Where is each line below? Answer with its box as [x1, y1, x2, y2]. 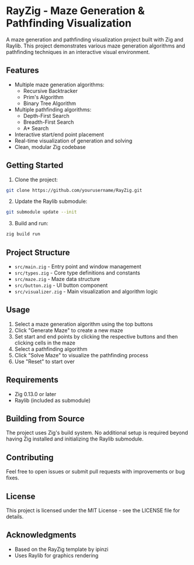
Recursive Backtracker [23, 87, 78, 94]
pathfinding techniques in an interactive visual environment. [6, 48, 150, 55]
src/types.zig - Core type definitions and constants [14, 269, 140, 276]
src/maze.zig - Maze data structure [14, 276, 101, 282]
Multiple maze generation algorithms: [14, 81, 105, 88]
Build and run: [14, 220, 49, 227]
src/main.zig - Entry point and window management [14, 263, 141, 270]
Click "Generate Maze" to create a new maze [14, 327, 123, 334]
